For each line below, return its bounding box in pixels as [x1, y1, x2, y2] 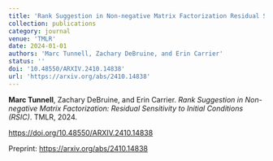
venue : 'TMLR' [8, 34, 57, 43]
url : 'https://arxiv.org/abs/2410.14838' [8, 72, 151, 80]
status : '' [8, 58, 45, 66]
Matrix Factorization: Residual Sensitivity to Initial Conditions [39, 103, 244, 113]
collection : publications [8, 20, 96, 28]
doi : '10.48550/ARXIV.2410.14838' [8, 65, 126, 73]
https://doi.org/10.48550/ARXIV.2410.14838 [8, 128, 154, 137]
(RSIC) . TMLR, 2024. [8, 111, 78, 122]
